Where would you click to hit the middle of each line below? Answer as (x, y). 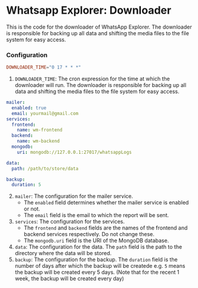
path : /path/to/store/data (45, 168)
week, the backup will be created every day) (69, 278)
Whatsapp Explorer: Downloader (89, 10)
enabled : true (29, 108)
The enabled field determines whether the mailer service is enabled (106, 203)
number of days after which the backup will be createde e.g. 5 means (100, 266)
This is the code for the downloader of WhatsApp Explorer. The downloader (99, 27)
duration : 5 (27, 185)
